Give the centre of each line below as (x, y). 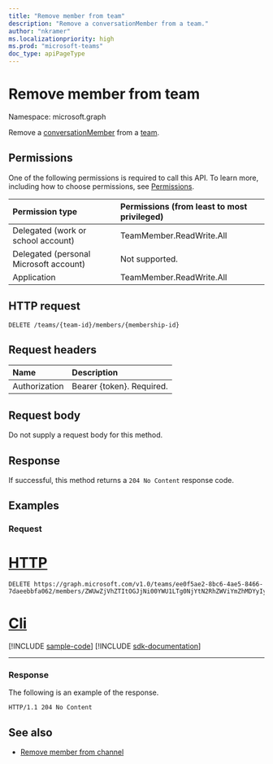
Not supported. (149, 259)
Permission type (45, 211)
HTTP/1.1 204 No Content (50, 708)
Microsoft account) (49, 264)
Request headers (53, 350)
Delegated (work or (50, 231)
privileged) (142, 217)
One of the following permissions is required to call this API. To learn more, (134, 178)
